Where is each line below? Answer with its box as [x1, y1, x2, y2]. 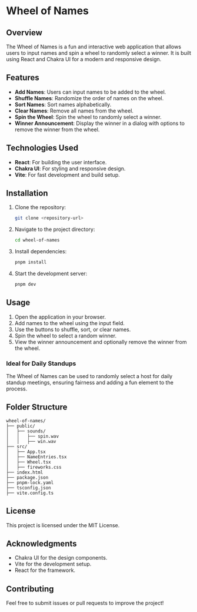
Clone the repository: [14, 204, 66, 211]
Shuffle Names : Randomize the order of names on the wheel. [14, 94, 164, 101]
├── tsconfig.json [6, 485, 51, 491]
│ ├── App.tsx [6, 449, 46, 455]
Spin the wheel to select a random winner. [14, 332, 117, 339]
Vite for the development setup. [14, 561, 92, 568]
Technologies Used [6, 143, 78, 153]
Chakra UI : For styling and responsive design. [14, 165, 126, 172]
